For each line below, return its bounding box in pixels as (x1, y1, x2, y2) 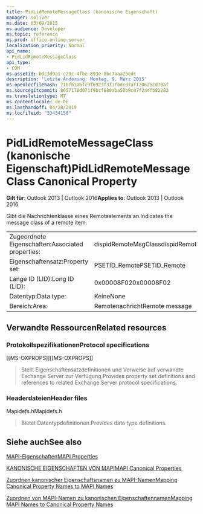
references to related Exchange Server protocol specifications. (21, 379, 178, 386)
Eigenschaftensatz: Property (9, 257, 89, 266)
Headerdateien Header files (6, 394, 88, 402)
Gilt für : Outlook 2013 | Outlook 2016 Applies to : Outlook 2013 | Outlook (6, 194, 184, 202)
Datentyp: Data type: (9, 292, 66, 301)
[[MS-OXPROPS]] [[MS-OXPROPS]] (6, 355, 94, 361)
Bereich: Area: (9, 302, 48, 310)
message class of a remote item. (6, 219, 88, 226)
